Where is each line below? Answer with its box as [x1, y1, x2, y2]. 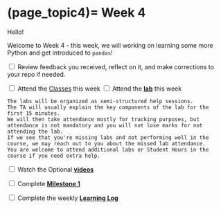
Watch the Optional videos [17, 165, 94, 174]
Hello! [7, 28, 24, 36]
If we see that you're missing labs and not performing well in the [7, 134, 209, 141]
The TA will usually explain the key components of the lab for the [7, 104, 209, 111]
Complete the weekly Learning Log [17, 194, 118, 202]
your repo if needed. [7, 70, 66, 78]
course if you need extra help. [7, 152, 100, 159]
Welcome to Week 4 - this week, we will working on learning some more [7, 41, 213, 49]
